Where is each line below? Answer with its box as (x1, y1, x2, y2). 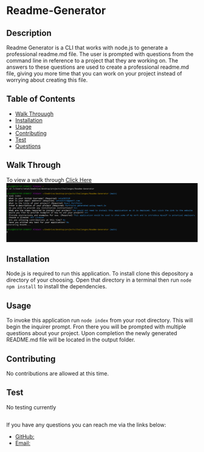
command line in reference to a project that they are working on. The (6, 57, 178, 64)
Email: (15, 439, 31, 447)
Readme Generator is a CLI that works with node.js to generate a (6, 44, 168, 51)
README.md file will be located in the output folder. (6, 336, 135, 344)
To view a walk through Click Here (6, 176, 92, 183)
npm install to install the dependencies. (6, 283, 107, 290)
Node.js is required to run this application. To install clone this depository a (6, 270, 193, 277)
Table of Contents (6, 94, 76, 104)
